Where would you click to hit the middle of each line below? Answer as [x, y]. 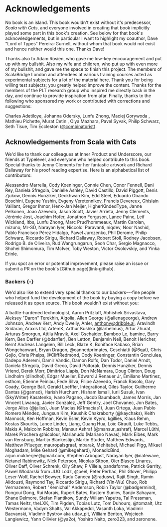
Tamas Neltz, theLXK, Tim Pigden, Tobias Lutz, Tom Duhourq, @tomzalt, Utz [83, 503]
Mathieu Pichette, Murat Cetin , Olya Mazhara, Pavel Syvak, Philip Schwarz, [83, 121]
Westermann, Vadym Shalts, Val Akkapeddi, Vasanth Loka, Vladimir [74, 509]
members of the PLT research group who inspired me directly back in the [80, 90]
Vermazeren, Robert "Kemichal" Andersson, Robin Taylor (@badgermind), [81, 487]
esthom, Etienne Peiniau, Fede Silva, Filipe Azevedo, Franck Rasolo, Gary [80, 382]
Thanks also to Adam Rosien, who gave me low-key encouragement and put [83, 58]
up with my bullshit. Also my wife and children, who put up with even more [82, 64]
